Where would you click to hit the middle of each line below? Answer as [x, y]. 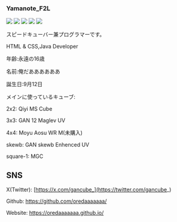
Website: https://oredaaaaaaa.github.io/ [55, 213]
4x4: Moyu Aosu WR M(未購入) [44, 133]
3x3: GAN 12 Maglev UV [36, 120]
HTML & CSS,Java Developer [42, 47]
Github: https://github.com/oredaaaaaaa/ [57, 201]
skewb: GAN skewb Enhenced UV [48, 145]
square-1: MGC [25, 156]
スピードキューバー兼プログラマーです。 [56, 35]
